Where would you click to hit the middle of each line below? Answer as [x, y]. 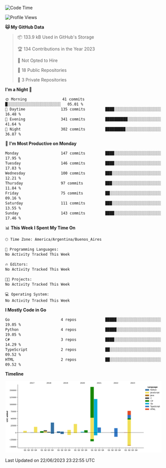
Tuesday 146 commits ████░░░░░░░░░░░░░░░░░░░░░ [83, 163]
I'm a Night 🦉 [19, 89]
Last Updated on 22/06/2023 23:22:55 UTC [50, 460]
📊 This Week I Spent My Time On [40, 228]
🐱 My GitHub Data [25, 27]
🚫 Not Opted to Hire [38, 60]
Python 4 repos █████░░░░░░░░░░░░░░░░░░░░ [83, 330]
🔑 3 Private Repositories [42, 80]
